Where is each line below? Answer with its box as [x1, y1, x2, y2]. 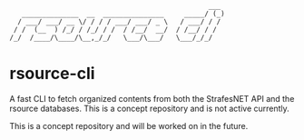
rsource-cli [9, 64, 95, 84]
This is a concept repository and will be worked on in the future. [9, 120, 249, 131]
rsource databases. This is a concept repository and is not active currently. [9, 103, 290, 114]
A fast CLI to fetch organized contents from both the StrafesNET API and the [9, 93, 295, 104]
